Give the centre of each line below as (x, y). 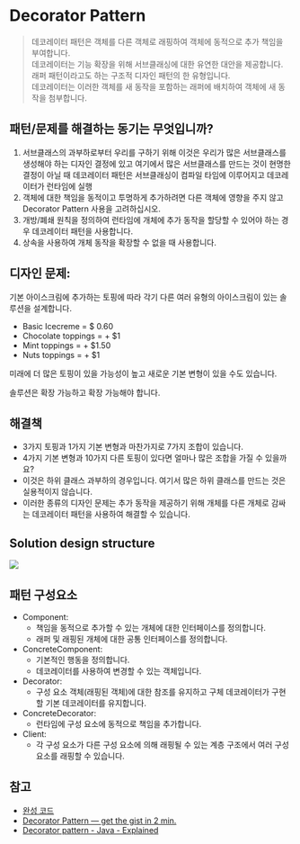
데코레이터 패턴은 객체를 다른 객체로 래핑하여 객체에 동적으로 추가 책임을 (157, 41)
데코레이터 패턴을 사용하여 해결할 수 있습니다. (111, 515)
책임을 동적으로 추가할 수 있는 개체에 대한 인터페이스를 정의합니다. (151, 628)
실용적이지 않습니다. (57, 492)
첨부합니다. (67, 98)
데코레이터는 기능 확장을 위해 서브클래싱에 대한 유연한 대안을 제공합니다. (157, 64)
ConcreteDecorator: (59, 713)
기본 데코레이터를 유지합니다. (96, 703)
